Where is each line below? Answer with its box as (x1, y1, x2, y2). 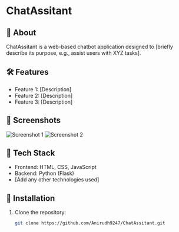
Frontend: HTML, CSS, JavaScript (14, 164, 97, 171)
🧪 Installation (6, 193, 55, 203)
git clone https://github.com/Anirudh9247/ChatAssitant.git (14, 220, 165, 226)
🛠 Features (6, 67, 49, 77)
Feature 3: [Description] (14, 98, 73, 105)
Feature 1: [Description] (14, 85, 72, 92)
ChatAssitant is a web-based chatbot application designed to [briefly (6, 43, 174, 50)
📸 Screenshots (6, 115, 61, 125)
